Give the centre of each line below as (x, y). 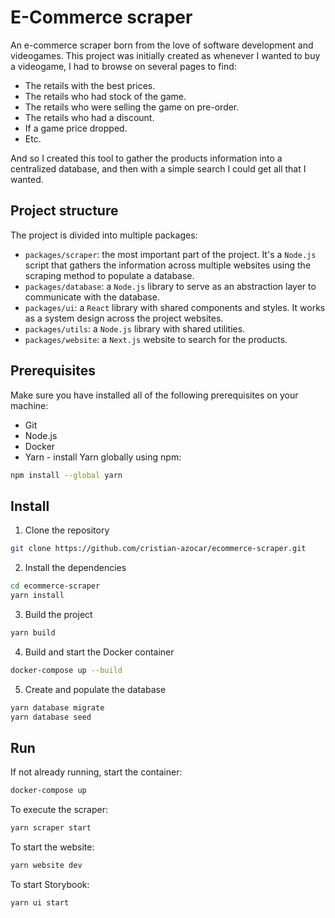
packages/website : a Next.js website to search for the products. (156, 339)
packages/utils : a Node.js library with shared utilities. (135, 328)
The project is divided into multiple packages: (104, 235)
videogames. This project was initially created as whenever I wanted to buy (165, 55)
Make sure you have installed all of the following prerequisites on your (154, 395)
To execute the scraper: (59, 810)
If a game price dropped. (76, 128)
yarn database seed (51, 717)
